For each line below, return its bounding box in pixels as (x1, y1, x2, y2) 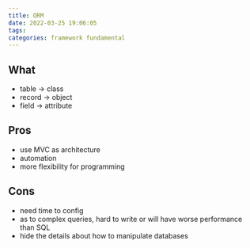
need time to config (19, 205, 84, 215)
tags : (8, 26, 26, 34)
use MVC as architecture (19, 144, 100, 155)
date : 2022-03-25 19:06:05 (8, 19, 97, 27)
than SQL (19, 223, 51, 232)
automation (19, 153, 57, 162)
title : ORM (8, 11, 44, 20)
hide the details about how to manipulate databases (19, 231, 188, 240)
